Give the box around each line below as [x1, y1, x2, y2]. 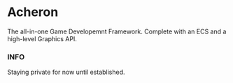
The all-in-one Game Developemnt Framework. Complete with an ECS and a [7, 27, 227, 36]
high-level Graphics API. [7, 34, 77, 43]
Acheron [7, 4, 59, 20]
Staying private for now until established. [7, 68, 125, 77]
